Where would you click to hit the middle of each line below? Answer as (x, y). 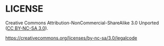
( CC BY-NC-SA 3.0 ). (27, 28)
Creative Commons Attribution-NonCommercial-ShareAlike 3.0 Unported (82, 23)
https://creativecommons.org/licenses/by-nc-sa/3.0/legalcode (71, 38)
